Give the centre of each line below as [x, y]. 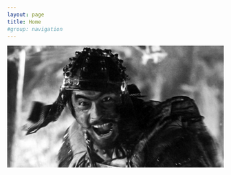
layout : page [26, 14]
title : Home [24, 22]
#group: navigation [35, 29]
